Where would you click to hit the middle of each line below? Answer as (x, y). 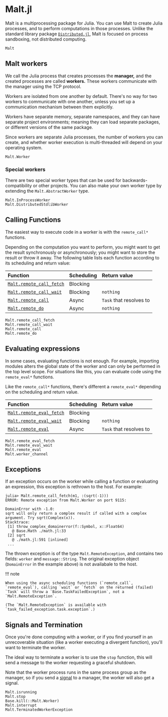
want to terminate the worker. (36, 648)
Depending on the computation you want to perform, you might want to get (83, 247)
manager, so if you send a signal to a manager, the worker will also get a (80, 678)
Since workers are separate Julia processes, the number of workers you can (84, 137)
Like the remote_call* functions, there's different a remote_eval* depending (83, 386)
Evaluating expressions (43, 349)
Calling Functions (33, 220)
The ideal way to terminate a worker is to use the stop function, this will (79, 657)
